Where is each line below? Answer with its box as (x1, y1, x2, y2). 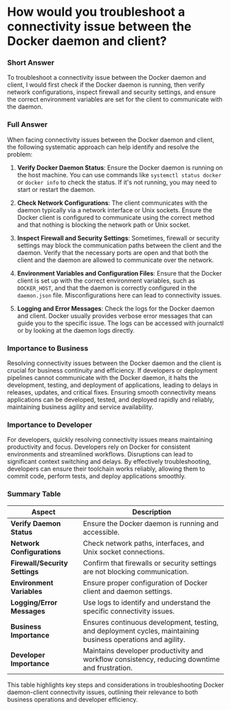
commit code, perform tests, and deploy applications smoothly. (7, 472, 186, 480)
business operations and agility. (82, 634, 186, 644)
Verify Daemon (10, 518, 61, 528)
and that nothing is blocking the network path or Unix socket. (16, 221, 190, 229)
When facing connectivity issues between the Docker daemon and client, (7, 135, 214, 144)
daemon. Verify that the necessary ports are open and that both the (16, 248, 209, 256)
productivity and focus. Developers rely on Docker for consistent (7, 443, 191, 451)
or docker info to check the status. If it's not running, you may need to (16, 178, 217, 186)
